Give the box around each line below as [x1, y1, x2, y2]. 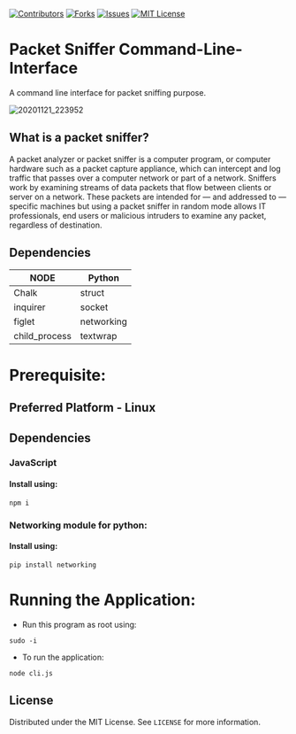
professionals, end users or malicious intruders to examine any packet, [9, 210, 267, 220]
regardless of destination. [9, 220, 102, 230]
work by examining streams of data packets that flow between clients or [9, 182, 272, 192]
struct [80, 286, 105, 298]
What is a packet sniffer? [9, 130, 149, 145]
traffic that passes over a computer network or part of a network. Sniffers [9, 173, 277, 183]
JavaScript [9, 457, 57, 469]
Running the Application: [9, 590, 196, 610]
